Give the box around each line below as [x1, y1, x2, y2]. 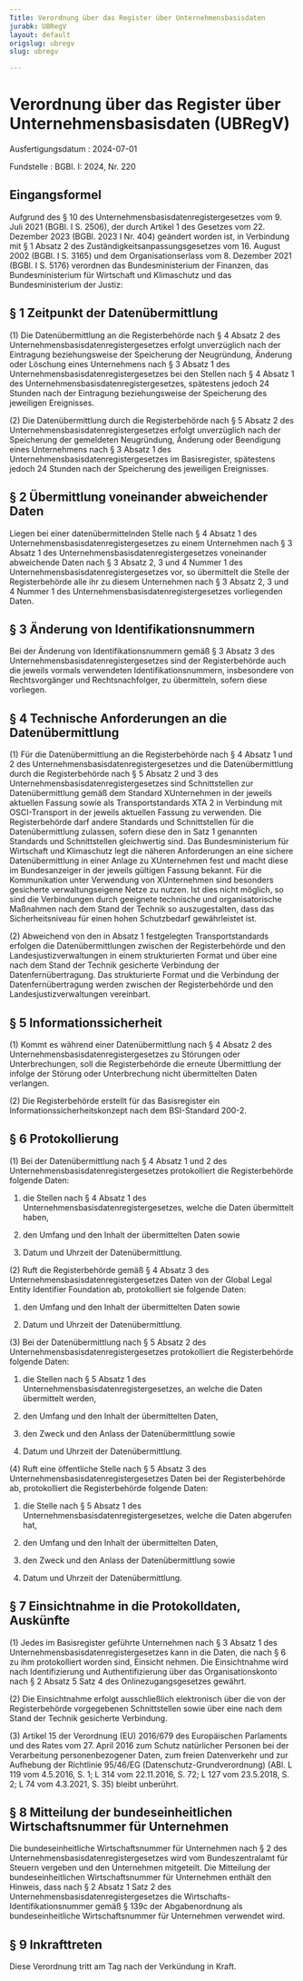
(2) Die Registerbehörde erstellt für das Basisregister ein [9, 1095, 220, 1106]
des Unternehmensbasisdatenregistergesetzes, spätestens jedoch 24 [9, 378, 270, 389]
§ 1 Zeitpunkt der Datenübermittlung [9, 305, 219, 321]
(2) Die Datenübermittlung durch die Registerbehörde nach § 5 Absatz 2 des [9, 414, 295, 425]
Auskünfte [9, 1613, 71, 1628]
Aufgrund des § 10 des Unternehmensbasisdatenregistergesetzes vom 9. [9, 211, 283, 223]
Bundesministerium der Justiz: [9, 279, 123, 290]
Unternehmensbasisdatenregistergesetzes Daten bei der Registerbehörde [9, 1473, 286, 1484]
